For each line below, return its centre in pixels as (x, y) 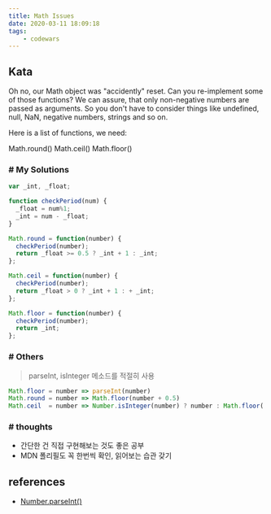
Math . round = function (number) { (65, 238)
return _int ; (38, 329)
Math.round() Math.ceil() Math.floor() (70, 149)
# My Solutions (39, 169)
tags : (17, 31)
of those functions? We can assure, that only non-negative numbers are (129, 100)
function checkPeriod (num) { (58, 201)
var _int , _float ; (39, 187)
